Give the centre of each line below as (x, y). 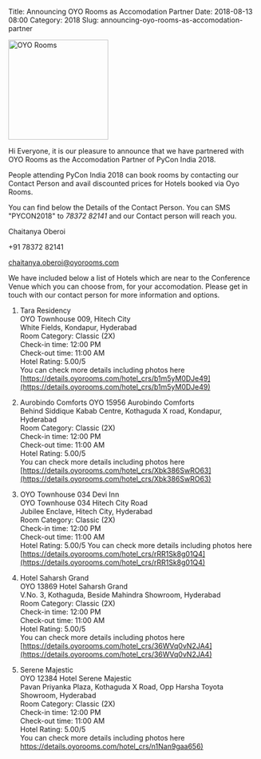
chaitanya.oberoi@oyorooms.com (64, 262)
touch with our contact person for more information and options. (114, 295)
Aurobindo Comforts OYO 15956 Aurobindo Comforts (107, 402)
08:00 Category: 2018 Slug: (54, 20)
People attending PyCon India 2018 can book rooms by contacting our (124, 175)
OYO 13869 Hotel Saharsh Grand (74, 586)
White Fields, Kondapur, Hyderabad (78, 328)
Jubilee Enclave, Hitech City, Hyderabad (86, 511)
